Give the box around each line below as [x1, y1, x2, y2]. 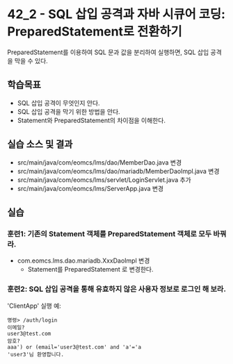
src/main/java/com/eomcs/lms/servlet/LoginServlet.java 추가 [17, 175, 191, 184]
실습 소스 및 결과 [7, 138, 73, 150]
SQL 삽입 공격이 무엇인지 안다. [17, 99, 100, 107]
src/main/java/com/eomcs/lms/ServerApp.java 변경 [17, 184, 164, 192]
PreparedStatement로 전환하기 [7, 24, 182, 40]
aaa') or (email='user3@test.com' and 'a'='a [7, 343, 141, 351]
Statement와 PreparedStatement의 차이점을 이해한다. [17, 116, 166, 124]
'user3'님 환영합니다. [7, 351, 65, 358]
